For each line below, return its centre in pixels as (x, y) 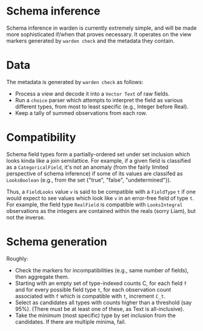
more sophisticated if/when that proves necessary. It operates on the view (99, 34)
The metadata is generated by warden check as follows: (75, 82)
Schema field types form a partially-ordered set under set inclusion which (98, 154)
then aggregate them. (42, 277)
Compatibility (41, 138)
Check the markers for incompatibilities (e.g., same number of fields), (102, 270)
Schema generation (57, 242)
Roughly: (17, 258)
